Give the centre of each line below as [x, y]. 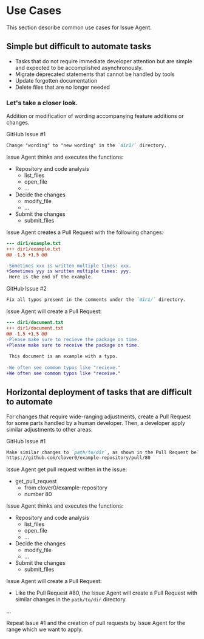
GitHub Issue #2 [26, 289]
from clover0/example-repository [66, 488]
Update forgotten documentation [56, 80]
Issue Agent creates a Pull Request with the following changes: [85, 232]
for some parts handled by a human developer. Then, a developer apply [96, 423]
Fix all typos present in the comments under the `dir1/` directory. [96, 300]
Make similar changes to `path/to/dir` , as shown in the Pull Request [97, 452]
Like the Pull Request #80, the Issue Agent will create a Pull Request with [106, 593]
